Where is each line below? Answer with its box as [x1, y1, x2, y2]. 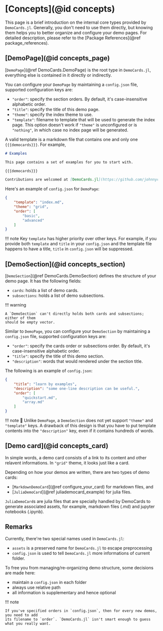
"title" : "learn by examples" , [14, 382, 77, 387]
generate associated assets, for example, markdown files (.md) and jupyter [5, 503, 155, 509]
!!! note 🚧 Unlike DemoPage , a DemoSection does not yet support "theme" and [5, 418, 153, 423]
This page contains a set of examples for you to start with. [5, 160, 133, 164]
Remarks [5, 523, 33, 531]
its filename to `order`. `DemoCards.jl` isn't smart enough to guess [5, 617, 151, 622]
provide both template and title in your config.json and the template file [5, 241, 152, 247]
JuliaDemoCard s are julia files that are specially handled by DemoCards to [5, 498, 151, 504]
